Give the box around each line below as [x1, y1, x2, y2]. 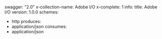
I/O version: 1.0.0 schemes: [4, 9, 59, 15]
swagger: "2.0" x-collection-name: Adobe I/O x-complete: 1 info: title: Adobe [4, 4, 158, 10]
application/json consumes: [11, 24, 67, 29]
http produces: [11, 19, 42, 24]
